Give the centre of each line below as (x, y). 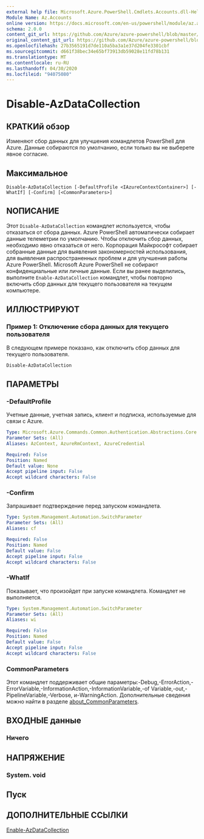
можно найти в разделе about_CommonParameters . (73, 702)
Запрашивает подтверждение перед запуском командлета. (84, 506)
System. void (26, 775)
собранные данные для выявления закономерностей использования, (97, 251)
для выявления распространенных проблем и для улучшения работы (97, 258)
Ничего (18, 738)
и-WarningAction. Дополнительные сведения (132, 695)
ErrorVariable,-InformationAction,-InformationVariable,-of (78, 689)
